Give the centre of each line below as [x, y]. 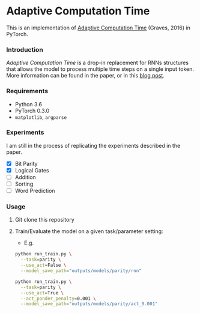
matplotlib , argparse [41, 117]
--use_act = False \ [44, 266]
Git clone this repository [45, 220]
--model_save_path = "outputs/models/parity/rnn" [81, 271]
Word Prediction [35, 191]
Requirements [27, 91]
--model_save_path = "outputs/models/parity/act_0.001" [89, 304]
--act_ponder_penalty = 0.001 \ [58, 299]
